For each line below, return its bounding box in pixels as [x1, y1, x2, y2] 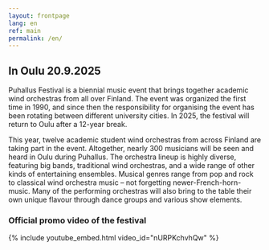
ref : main [8, 27, 42, 35]
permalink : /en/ [8, 34, 63, 43]
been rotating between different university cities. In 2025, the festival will [8, 111, 250, 121]
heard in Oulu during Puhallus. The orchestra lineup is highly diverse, [8, 152, 237, 162]
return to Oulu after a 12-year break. [8, 120, 128, 129]
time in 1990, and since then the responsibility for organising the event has [8, 102, 255, 113]
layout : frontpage [8, 11, 70, 20]
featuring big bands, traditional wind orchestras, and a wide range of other [8, 161, 255, 170]
